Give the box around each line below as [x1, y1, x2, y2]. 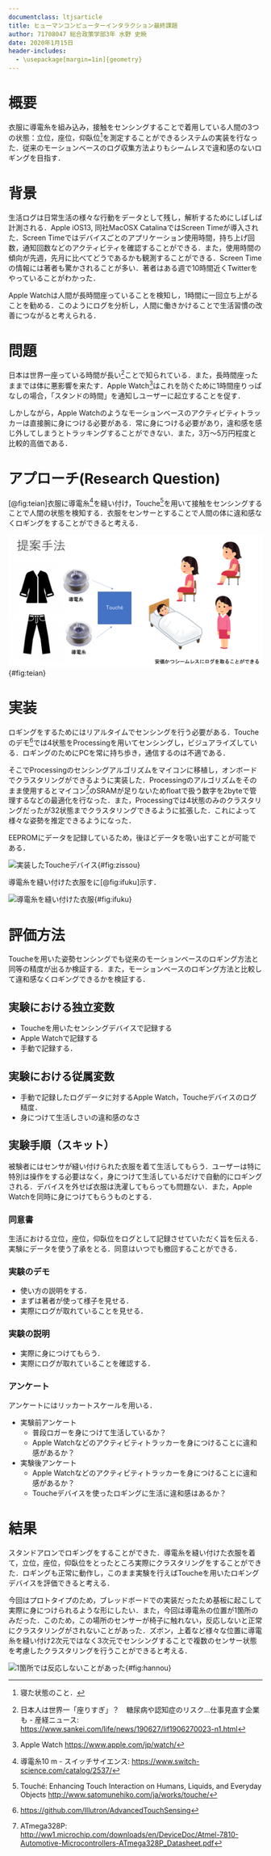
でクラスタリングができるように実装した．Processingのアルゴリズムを [8, 775, 244, 785]
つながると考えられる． [22, 310, 101, 320]
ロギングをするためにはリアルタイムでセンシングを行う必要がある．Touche [8, 727, 260, 737]
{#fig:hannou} [124, 1663, 172, 1673]
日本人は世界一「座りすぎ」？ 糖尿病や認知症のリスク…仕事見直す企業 [19, 1705, 260, 1715]
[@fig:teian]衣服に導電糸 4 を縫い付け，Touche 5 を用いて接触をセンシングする [8, 497, 263, 508]
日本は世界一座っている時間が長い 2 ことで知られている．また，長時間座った [8, 368, 259, 380]
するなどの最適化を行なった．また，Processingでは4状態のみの [15, 796, 227, 806]
